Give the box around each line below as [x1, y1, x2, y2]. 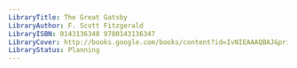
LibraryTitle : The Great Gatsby [8, 12, 128, 22]
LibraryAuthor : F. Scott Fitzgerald [8, 21, 144, 30]
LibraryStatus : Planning [8, 46, 100, 55]
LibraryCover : [8, 37, 61, 47]
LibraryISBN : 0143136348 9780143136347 [8, 29, 156, 38]
